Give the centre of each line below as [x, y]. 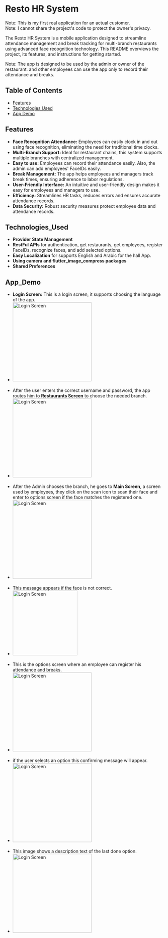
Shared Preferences [34, 266]
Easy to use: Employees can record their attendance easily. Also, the [84, 163]
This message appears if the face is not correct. [62, 588]
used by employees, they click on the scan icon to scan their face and [85, 492]
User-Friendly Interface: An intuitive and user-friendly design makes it [86, 185]
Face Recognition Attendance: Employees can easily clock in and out [85, 142]
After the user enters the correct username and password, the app [81, 390]
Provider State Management [43, 239]
